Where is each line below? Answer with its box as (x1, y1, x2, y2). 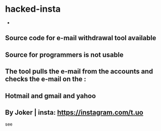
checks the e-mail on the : (5, 75, 86, 83)
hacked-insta (5, 3, 61, 15)
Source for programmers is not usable (5, 51, 124, 59)
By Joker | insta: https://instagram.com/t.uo (5, 108, 143, 116)
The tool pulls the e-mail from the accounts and (5, 67, 153, 76)
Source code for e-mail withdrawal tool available (5, 34, 156, 42)
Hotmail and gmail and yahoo (5, 92, 96, 100)
